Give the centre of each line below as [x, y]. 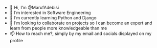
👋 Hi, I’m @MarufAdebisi [34, 8]
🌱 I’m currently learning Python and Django [53, 18]
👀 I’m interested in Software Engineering [50, 13]
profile [16, 40]
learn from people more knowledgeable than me [58, 28]
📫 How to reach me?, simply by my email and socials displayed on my [80, 33]
